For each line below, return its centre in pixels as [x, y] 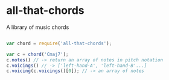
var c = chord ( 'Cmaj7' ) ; [37, 54]
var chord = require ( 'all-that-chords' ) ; [59, 43]
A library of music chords [38, 27]
